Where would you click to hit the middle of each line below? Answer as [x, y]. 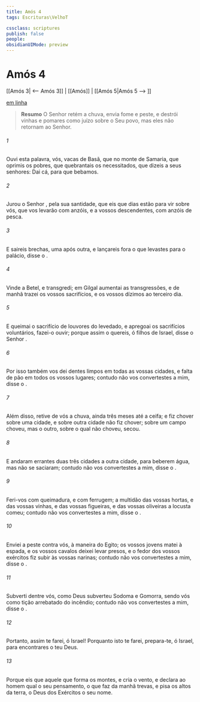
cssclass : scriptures [33, 28]
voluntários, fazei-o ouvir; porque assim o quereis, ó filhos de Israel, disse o [100, 332]
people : [16, 39]
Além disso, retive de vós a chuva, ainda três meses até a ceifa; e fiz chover [100, 416]
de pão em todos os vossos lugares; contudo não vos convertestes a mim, [98, 378]
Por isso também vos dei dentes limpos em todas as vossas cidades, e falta [99, 371]
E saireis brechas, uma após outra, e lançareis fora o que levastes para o [96, 249]
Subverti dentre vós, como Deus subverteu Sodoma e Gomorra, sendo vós [98, 596]
